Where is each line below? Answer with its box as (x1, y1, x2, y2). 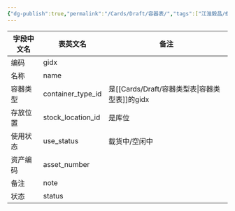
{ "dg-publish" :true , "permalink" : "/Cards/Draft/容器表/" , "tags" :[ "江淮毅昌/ (7, 10, 226, 17)
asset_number (43, 159, 90, 169)
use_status (43, 136, 79, 145)
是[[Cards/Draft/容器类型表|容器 (108, 84, 213, 94)
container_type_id (43, 89, 102, 99)
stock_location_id (43, 112, 101, 122)
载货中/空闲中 (108, 136, 154, 146)
